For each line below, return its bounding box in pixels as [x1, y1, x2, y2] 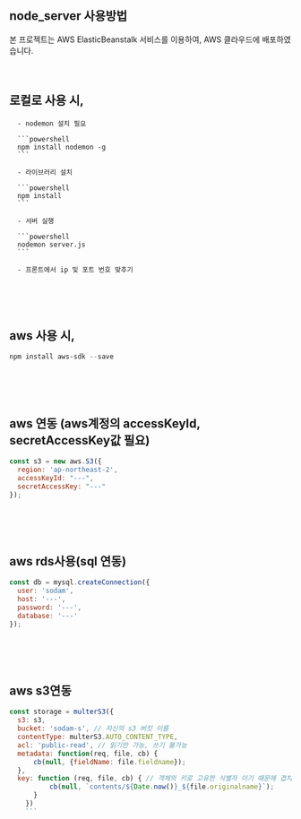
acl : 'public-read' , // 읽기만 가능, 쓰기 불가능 [17, 740, 188, 750]
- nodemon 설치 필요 [17, 119, 87, 128]
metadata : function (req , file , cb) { [17, 749, 159, 758]
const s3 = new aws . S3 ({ [9, 457, 102, 466]
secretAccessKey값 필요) [9, 433, 150, 448]
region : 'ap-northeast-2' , [17, 465, 118, 474]
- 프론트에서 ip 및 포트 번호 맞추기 [17, 265, 133, 274]
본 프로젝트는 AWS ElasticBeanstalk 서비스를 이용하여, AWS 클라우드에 [9, 34, 261, 45]
